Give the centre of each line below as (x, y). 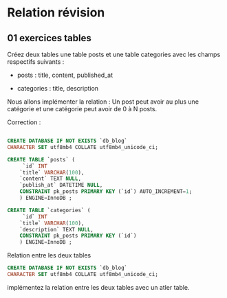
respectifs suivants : (36, 62)
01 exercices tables (49, 38)
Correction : (24, 122)
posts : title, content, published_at (65, 75)
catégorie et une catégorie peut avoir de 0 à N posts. (82, 109)
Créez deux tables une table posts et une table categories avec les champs (114, 54)
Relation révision (56, 13)
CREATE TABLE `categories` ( (49, 210)
